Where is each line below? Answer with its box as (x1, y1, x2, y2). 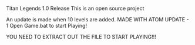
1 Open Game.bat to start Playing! (6, 22, 87, 29)
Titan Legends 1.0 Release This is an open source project (6, 5, 144, 12)
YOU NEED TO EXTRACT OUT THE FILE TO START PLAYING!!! (6, 33, 157, 40)
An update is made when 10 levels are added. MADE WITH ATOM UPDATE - (6, 16, 189, 22)
